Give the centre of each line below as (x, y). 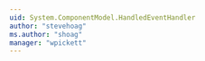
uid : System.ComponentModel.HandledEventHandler (102, 17)
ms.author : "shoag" (46, 34)
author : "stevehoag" (48, 26)
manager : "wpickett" (48, 43)
